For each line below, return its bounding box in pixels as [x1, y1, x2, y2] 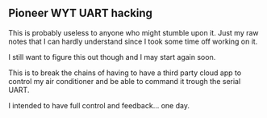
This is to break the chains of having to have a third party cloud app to [8, 68, 242, 78]
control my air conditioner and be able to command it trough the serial [8, 76, 241, 86]
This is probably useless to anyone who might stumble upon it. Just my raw [8, 27, 260, 37]
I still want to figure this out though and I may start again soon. [8, 52, 216, 61]
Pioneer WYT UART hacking [8, 6, 153, 20]
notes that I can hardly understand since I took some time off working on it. [8, 36, 258, 46]
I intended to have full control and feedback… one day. [8, 100, 190, 110]
